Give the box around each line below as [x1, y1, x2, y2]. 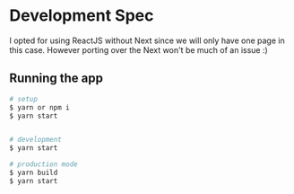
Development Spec [9, 5, 154, 26]
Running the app [9, 71, 103, 86]
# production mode [9, 160, 78, 169]
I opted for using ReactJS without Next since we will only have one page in [9, 35, 285, 46]
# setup [9, 94, 39, 103]
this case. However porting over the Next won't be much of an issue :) [9, 44, 269, 55]
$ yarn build [9, 168, 58, 177]
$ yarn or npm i [9, 102, 70, 112]
